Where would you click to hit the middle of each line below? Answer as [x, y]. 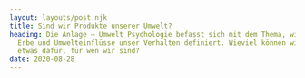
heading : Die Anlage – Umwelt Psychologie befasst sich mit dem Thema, [148, 34]
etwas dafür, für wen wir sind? [79, 51]
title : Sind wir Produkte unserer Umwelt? [91, 26]
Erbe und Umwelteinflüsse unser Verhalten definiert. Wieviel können [152, 43]
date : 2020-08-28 [42, 59]
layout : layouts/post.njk [58, 17]
